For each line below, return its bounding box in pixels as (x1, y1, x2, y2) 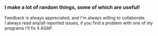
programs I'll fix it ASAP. (4, 25, 53, 31)
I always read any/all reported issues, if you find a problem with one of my (4, 20, 153, 26)
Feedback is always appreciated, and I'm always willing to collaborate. (4, 15, 146, 21)
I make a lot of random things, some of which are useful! (4, 4, 140, 11)
